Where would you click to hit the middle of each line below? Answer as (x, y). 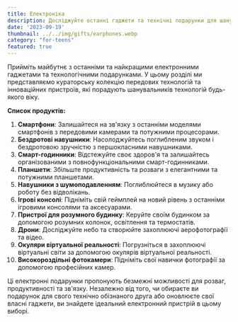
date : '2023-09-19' (36, 27)
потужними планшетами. (56, 177)
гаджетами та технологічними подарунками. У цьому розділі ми (105, 74)
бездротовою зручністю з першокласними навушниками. (105, 147)
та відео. (31, 237)
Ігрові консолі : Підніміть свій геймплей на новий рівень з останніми (121, 200)
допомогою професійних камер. (67, 267)
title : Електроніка (36, 14)
